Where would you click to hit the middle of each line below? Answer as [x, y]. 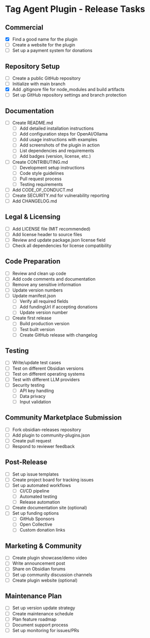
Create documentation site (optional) [50, 508]
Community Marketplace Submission [63, 417]
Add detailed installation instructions [56, 128]
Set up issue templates [36, 474]
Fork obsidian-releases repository [47, 430]
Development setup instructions [52, 167]
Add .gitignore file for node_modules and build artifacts [68, 90]
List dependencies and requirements [57, 151]
